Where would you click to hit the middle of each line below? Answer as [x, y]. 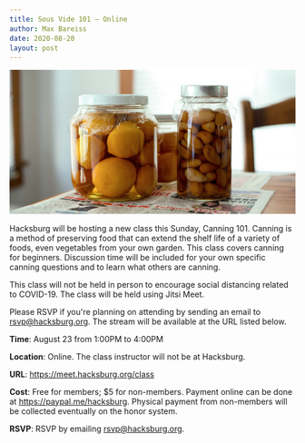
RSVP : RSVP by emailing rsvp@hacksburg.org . [97, 428]
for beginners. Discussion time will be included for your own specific [138, 257]
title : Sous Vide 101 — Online [69, 19]
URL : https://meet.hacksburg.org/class [82, 374]
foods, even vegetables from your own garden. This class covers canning [147, 247]
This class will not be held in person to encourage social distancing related [149, 284]
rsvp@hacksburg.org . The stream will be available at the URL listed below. [148, 321]
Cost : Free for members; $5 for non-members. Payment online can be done [151, 391]
